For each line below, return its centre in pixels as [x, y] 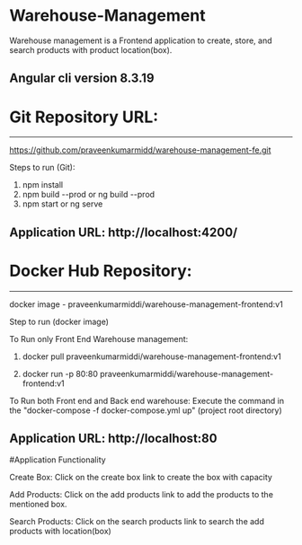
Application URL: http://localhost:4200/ [124, 232]
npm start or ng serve [62, 204]
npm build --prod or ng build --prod [89, 195]
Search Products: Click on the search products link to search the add [137, 522]
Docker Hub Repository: [101, 271]
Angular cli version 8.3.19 [82, 79]
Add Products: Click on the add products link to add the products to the [142, 495]
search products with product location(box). [91, 49]
